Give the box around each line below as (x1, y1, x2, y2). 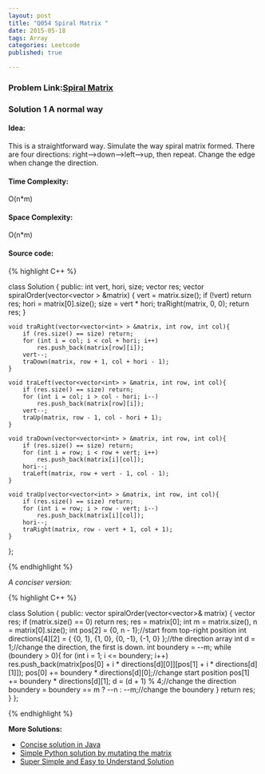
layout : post (8, 11, 52, 20)
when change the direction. (8, 158, 98, 168)
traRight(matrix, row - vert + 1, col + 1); (22, 525, 173, 534)
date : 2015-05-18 (8, 26, 66, 34)
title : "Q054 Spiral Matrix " (8, 19, 109, 27)
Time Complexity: (8, 177, 69, 186)
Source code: (8, 248, 54, 258)
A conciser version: (8, 577, 72, 587)
